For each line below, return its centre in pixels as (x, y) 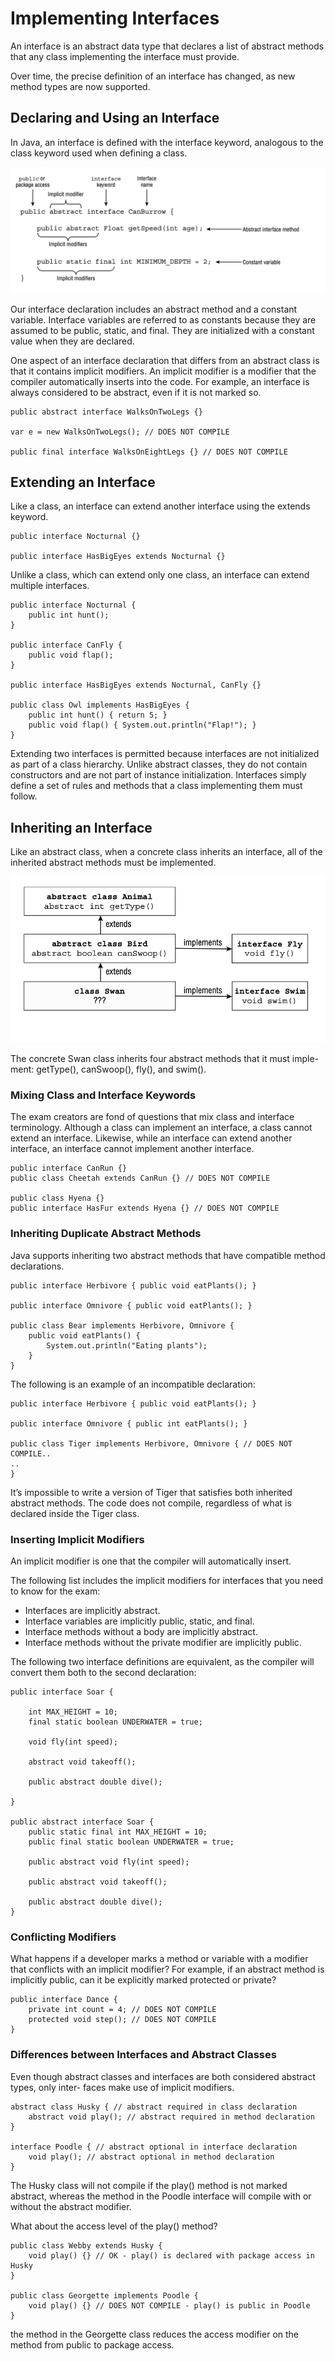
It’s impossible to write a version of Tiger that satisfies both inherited (151, 1492)
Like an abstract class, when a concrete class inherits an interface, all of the (166, 852)
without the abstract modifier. (71, 2206)
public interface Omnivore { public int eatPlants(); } (129, 1423)
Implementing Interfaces (115, 18)
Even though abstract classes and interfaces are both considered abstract (163, 2076)
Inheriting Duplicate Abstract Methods (106, 1234)
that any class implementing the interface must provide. (125, 56)
